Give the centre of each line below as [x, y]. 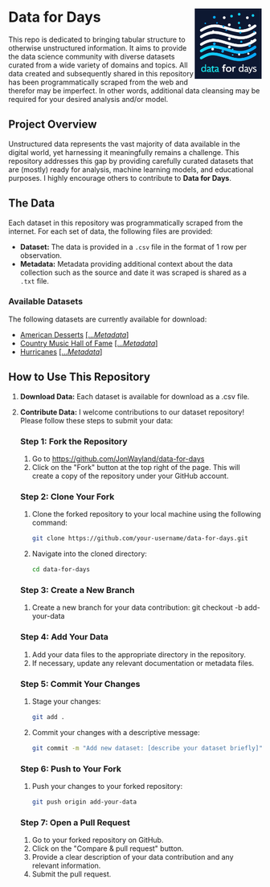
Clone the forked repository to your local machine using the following [146, 514]
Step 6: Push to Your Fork [71, 769]
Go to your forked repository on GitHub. [98, 840]
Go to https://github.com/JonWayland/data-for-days [118, 459]
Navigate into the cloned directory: [89, 554]
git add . [49, 717]
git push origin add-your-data [84, 802]
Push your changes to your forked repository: [107, 786]
